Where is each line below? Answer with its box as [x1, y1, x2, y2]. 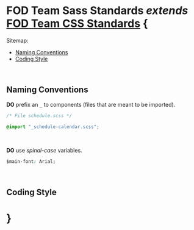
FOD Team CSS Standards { [6, 16, 148, 31]
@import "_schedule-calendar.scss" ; [6, 123, 99, 130]
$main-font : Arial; [6, 158, 56, 165]
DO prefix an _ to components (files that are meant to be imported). [6, 101, 176, 108]
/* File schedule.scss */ [6, 112, 72, 119]
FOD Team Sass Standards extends [6, 4, 189, 18]
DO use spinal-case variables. [6, 146, 82, 154]
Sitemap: [6, 37, 29, 44]
